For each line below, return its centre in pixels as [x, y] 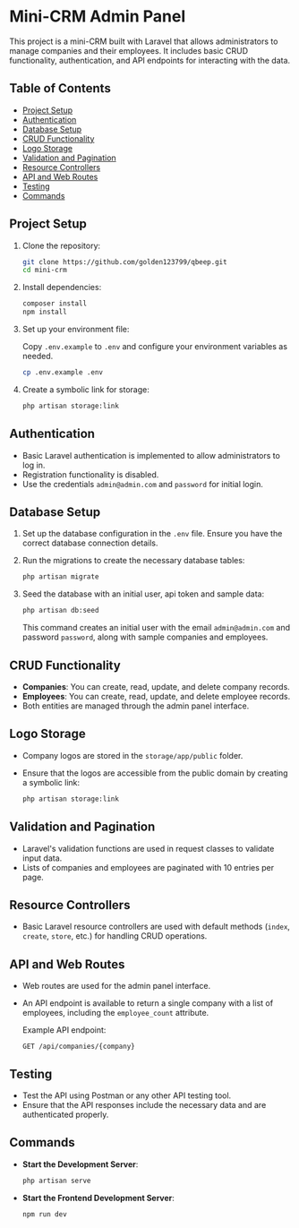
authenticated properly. [65, 1114]
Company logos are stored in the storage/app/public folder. [132, 755]
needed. [38, 356]
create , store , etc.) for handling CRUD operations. [115, 936]
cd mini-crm [44, 271]
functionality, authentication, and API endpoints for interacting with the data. [150, 60]
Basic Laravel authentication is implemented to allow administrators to [151, 455]
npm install [44, 312]
